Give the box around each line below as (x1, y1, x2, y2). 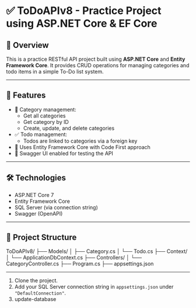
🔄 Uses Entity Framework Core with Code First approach (14, 143, 150, 150)
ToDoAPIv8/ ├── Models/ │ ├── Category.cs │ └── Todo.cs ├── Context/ (6, 248, 188, 255)
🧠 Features (6, 91, 46, 101)
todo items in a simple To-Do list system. (6, 68, 104, 75)
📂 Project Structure (6, 233, 77, 243)
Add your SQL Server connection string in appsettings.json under (14, 283, 174, 290)
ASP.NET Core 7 (14, 191, 54, 198)
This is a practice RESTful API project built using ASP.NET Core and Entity (6, 56, 185, 63)
